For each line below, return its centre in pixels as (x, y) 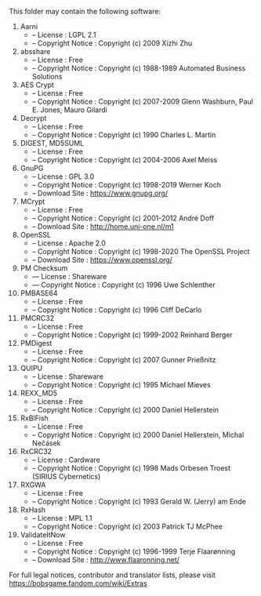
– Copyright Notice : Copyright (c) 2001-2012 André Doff (123, 218)
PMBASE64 (39, 293)
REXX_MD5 (39, 393)
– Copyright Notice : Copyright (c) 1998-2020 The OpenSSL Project (141, 251)
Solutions (47, 76)
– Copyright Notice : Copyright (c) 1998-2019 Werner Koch (127, 185)
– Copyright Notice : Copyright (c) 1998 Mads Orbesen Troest (131, 468)
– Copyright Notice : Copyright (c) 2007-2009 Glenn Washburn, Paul (143, 102)
